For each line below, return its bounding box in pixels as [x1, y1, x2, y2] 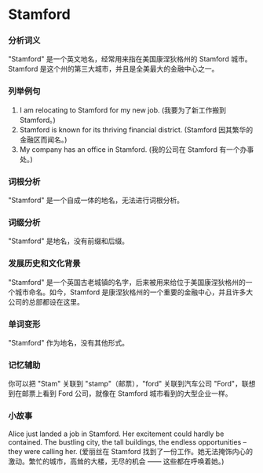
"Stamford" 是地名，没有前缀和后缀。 [8, 236, 130, 246]
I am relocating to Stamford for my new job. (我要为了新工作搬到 [19, 105, 226, 115]
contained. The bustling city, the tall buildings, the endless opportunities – [8, 437, 247, 446]
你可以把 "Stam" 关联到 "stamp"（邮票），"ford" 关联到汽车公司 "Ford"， [8, 379, 242, 389]
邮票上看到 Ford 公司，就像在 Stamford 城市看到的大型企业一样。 [21, 389, 232, 398]
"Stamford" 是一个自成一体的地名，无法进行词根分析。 [8, 195, 184, 205]
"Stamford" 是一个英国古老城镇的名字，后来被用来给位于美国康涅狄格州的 [8, 277, 246, 286]
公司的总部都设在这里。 [8, 297, 84, 306]
